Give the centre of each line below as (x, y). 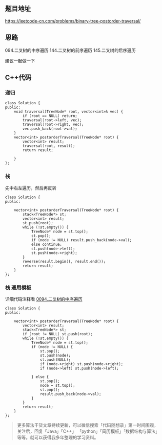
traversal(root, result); (49, 146)
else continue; (47, 244)
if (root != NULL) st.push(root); (58, 334)
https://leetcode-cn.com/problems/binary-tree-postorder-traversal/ (73, 21)
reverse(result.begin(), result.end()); (64, 261)
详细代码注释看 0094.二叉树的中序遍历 (44, 299)
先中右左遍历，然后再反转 (31, 188)
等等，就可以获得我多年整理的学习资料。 (58, 437)
